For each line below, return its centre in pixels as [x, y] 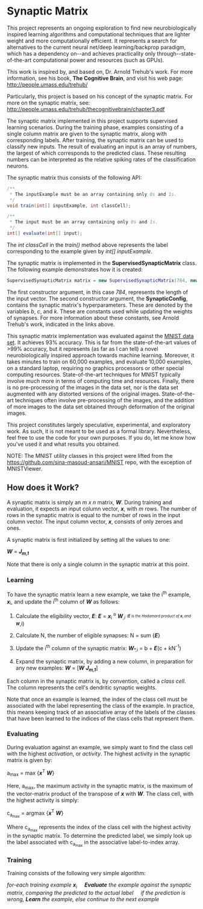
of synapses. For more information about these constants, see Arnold [93, 318]
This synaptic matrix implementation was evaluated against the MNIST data [101, 336]
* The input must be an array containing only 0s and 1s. [84, 222]
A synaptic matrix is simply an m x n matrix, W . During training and [89, 502]
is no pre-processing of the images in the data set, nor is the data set [92, 387]
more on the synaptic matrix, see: [48, 103]
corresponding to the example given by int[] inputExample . [80, 251]
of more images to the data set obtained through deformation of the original [101, 406]
